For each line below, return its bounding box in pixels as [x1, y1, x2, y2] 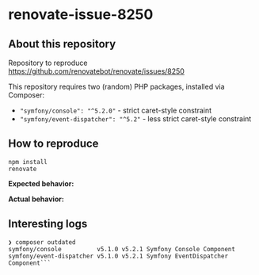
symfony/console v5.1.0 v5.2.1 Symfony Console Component [8, 245, 236, 253]
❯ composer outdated [8, 238, 77, 246]
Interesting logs [8, 217, 88, 231]
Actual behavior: [8, 194, 65, 204]
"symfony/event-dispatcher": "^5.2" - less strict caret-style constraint [19, 114, 252, 124]
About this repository [8, 37, 116, 51]
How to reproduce [8, 137, 99, 151]
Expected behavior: [8, 178, 74, 188]
